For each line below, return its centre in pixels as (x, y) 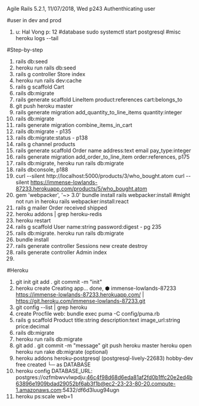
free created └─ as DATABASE (53, 364)
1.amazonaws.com (38, 390)
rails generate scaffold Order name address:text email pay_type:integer (103, 150)
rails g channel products (45, 144)
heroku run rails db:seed (46, 68)
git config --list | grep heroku (51, 307)
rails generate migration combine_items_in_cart (74, 125)
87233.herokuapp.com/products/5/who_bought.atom (81, 189)
